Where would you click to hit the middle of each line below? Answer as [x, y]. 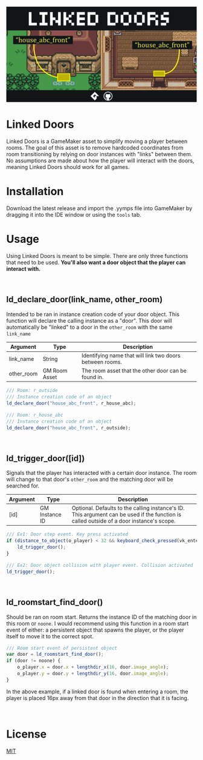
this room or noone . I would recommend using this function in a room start [98, 623]
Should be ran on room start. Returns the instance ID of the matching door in [101, 617]
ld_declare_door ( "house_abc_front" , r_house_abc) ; [71, 403]
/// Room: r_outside [32, 391]
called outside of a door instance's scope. [124, 521]
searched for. [23, 486]
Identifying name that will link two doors [131, 355]
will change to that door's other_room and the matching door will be [90, 480]
